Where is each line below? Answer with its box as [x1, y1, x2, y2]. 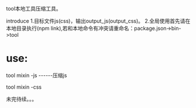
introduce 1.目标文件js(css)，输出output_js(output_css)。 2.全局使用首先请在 [6, 18, 191, 25]
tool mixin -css [6, 83, 42, 90]
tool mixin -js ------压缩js [6, 72, 67, 79]
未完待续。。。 [6, 95, 37, 102]
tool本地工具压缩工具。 [6, 5, 61, 12]
